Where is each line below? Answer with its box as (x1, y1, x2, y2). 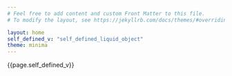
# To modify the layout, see (7, 17, 91, 23)
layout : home (7, 29, 45, 36)
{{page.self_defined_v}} (7, 61, 75, 69)
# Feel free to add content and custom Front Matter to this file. (7, 10, 206, 17)
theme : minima (7, 42, 48, 49)
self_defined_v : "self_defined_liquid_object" (7, 35, 144, 42)
